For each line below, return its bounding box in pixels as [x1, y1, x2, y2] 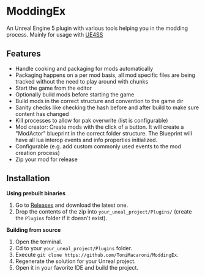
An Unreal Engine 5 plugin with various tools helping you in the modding [6, 24, 188, 32]
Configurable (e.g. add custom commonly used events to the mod [15, 142, 182, 150]
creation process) [15, 149, 60, 156]
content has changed [15, 110, 69, 117]
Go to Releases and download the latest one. [15, 201, 129, 209]
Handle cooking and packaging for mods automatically [15, 65, 154, 72]
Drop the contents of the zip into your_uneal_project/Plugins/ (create [15, 207, 192, 215]
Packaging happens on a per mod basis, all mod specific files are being [15, 71, 196, 79]
